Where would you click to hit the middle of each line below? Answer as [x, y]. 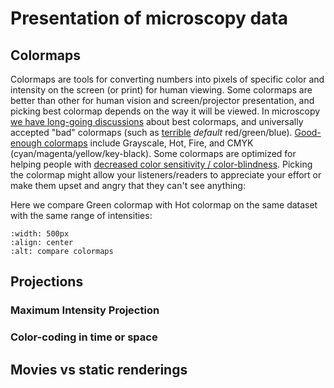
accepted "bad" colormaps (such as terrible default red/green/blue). [151, 132]
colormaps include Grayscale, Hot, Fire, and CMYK [148, 143]
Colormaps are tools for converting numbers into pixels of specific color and [167, 79]
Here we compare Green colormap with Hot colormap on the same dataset [164, 205]
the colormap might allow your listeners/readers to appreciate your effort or [166, 175]
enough [26, 143]
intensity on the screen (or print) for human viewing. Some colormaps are [161, 90]
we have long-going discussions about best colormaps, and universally [157, 121]
